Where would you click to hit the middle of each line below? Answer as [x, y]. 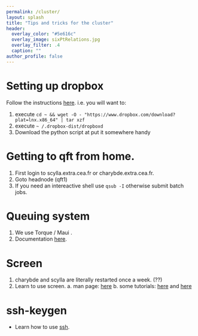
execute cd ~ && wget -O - [48, 114]
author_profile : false [34, 56]
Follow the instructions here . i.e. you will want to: [66, 102]
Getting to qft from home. [70, 156]
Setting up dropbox [55, 86]
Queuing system [48, 216]
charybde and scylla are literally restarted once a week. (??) [89, 280]
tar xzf [75, 120]
